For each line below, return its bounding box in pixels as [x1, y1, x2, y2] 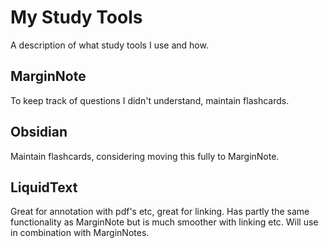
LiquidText [10, 179, 78, 196]
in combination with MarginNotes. [10, 227, 150, 239]
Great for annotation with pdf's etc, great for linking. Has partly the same [10, 206, 310, 218]
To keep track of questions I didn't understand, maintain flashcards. [10, 94, 290, 106]
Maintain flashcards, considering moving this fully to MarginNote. [10, 150, 280, 162]
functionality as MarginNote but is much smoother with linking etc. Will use [10, 216, 319, 228]
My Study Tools [10, 6, 143, 29]
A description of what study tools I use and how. [10, 39, 209, 51]
